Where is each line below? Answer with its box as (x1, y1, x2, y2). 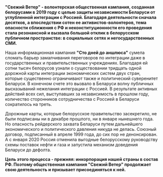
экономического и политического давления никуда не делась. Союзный (5, 126, 157, 132)
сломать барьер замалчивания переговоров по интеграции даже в (5, 55, 145, 60)
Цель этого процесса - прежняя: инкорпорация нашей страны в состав (5, 157, 159, 162)
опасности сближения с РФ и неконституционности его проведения (5, 25, 152, 31)
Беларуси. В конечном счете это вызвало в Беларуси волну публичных (5, 81, 154, 87)
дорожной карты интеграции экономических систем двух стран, (5, 71, 141, 76)
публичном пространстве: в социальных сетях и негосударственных (5, 35, 154, 41)
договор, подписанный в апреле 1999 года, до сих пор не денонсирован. (5, 131, 158, 137)
